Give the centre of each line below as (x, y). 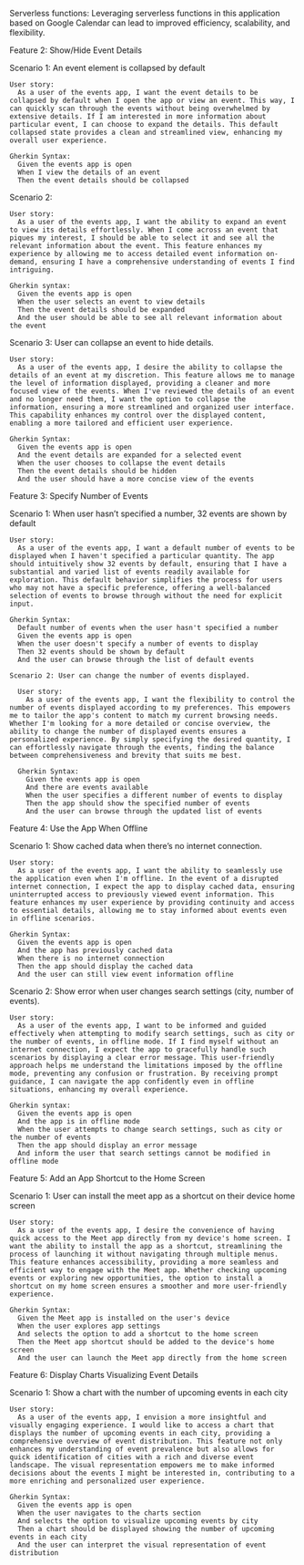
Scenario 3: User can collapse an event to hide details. (111, 342)
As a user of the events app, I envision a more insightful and (142, 1417)
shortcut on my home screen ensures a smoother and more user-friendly (148, 1286)
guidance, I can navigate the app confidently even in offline (132, 1082)
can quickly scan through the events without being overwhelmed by (140, 109)
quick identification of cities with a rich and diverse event (132, 1457)
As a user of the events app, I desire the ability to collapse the (150, 368)
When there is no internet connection (91, 959)
